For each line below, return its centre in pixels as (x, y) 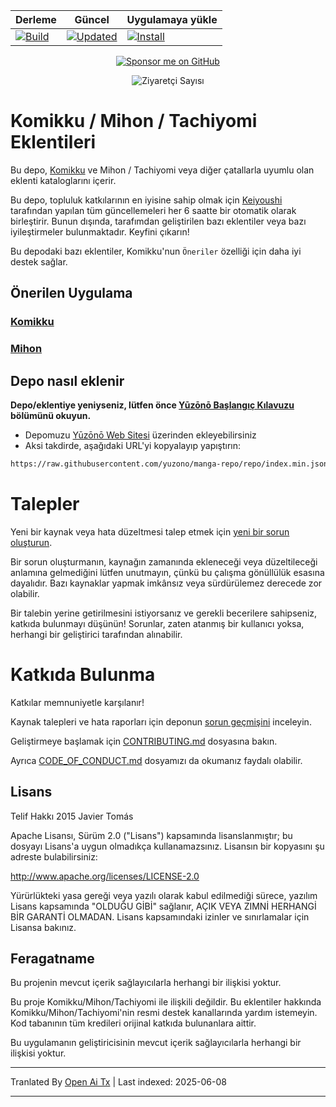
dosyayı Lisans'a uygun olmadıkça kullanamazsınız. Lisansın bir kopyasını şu (167, 846)
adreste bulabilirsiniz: (54, 856)
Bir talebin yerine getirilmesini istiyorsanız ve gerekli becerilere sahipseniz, (164, 613)
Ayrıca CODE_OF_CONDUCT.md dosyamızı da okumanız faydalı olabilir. (156, 760)
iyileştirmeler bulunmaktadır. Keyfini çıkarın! (100, 231)
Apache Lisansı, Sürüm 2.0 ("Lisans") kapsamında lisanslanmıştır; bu (151, 835)
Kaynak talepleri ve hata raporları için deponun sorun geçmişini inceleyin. (161, 721)
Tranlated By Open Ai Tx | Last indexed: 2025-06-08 (118, 1082)
